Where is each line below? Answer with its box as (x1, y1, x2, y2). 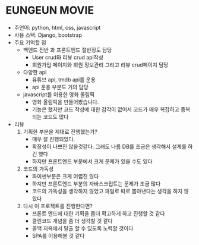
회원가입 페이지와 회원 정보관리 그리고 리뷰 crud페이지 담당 (31, 61, 169, 68)
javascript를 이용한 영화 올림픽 (23, 90, 95, 98)
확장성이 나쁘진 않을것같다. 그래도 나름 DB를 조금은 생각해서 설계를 (31, 143, 187, 150)
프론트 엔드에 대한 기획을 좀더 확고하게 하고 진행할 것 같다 (31, 209, 165, 217)
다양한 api (23, 68, 47, 76)
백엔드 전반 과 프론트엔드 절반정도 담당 (23, 46, 112, 54)
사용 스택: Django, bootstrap (14, 31, 83, 39)
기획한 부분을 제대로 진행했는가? (23, 128, 97, 135)
